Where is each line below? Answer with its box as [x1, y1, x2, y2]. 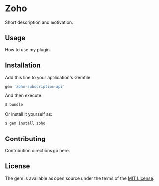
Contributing [5, 135, 46, 143]
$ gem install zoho [5, 121, 46, 126]
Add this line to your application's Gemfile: [5, 74, 92, 80]
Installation [5, 61, 41, 70]
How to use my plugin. [5, 46, 51, 52]
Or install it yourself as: [5, 111, 52, 117]
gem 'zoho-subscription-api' [5, 84, 65, 89]
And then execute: [5, 93, 43, 99]
